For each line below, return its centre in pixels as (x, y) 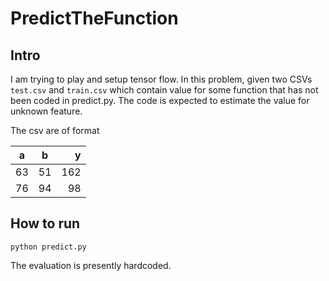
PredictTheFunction (94, 18)
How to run (45, 223)
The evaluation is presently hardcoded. (91, 265)
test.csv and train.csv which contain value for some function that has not (164, 90)
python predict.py (48, 247)
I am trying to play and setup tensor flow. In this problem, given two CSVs (161, 79)
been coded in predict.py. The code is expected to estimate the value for (160, 100)
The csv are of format (55, 130)
